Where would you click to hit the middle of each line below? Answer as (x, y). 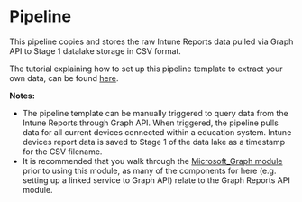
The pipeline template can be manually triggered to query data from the (155, 113)
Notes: (23, 96)
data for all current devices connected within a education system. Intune (157, 132)
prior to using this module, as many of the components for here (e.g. (149, 170)
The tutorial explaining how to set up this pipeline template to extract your (146, 69)
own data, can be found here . (64, 78)
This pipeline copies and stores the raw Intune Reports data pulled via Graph (151, 41)
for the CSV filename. (62, 151)
